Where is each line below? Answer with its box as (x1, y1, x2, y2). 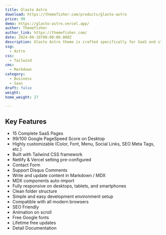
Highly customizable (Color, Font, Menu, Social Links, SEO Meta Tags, (12, 141, 155, 147)
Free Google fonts (12, 215, 49, 221)
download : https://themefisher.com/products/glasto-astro (5, 12, 127, 17)
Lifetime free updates (12, 220, 56, 226)
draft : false (5, 85, 32, 91)
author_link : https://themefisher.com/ (5, 30, 87, 35)
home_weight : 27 (5, 94, 39, 99)
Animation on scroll (12, 209, 52, 215)
